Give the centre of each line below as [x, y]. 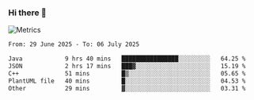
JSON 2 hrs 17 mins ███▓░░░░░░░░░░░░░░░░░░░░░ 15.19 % [127, 67]
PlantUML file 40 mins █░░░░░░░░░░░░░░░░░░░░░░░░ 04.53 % [127, 81]
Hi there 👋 [28, 13]
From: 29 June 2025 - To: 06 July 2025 [74, 44]
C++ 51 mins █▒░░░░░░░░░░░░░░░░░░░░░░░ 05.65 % [127, 73]
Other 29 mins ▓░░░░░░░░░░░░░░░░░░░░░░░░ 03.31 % [127, 88]
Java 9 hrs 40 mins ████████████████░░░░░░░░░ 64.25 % [127, 59]
